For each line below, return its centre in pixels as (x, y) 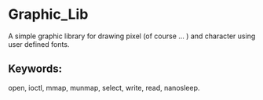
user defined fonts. (39, 44)
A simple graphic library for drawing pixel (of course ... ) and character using (132, 36)
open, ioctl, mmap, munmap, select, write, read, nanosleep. (104, 87)
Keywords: (35, 69)
